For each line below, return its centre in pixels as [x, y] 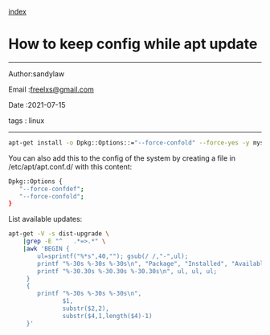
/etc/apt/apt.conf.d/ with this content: [70, 166]
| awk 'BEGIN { [46, 249]
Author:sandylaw [37, 74]
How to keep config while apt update [133, 44]
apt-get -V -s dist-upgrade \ [59, 234]
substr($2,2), [86, 308]
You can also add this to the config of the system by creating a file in [122, 158]
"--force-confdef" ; [51, 189]
